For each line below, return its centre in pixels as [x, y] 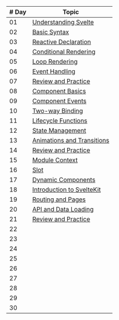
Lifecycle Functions [60, 121]
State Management [59, 131]
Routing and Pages [59, 199]
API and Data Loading [63, 209]
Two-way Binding [58, 111]
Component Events [59, 101]
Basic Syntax [51, 32]
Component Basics [59, 91]
